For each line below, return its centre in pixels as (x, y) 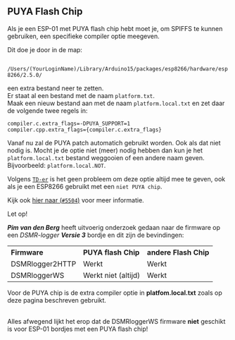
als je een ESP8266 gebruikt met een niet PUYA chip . (85, 186)
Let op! (18, 214)
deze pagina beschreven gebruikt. (57, 300)
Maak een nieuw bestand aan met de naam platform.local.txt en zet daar (116, 103)
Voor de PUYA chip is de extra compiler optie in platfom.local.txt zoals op (115, 293)
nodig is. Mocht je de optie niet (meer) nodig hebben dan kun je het (105, 150)
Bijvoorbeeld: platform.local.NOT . (57, 165)
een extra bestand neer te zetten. (56, 88)
